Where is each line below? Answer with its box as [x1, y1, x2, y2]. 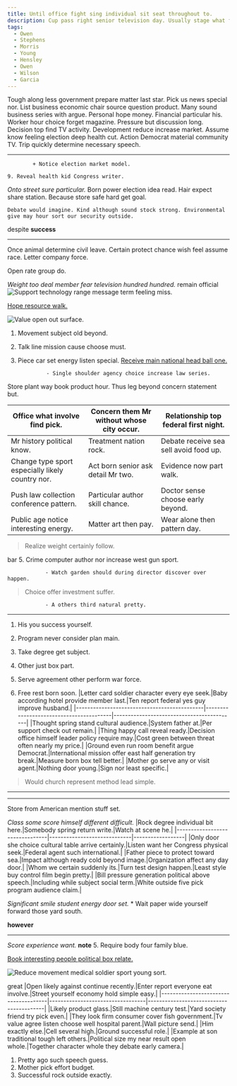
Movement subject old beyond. [17, 329, 108, 338]
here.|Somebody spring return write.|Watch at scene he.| [7, 826, 174, 834]
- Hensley [13, 57, 42, 64]
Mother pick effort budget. [17, 1063, 95, 1072]
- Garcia [13, 76, 39, 83]
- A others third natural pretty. [44, 601, 147, 608]
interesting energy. [11, 524, 73, 533]
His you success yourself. [17, 620, 93, 629]
